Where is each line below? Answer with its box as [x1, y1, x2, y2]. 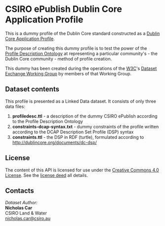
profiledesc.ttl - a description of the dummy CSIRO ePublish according [12, 113, 158, 119]
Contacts [5, 186, 35, 195]
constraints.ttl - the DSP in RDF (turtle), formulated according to [12, 134, 144, 140]
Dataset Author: [5, 200, 38, 206]
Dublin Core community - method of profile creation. [5, 56, 112, 61]
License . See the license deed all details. [5, 172, 88, 178]
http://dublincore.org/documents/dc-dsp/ [12, 139, 97, 145]
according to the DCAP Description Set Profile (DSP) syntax [12, 129, 134, 135]
